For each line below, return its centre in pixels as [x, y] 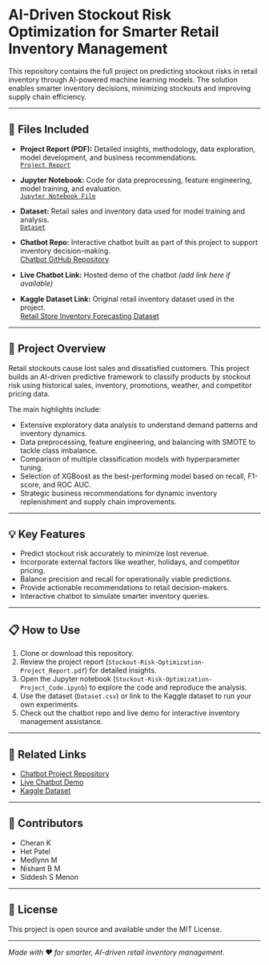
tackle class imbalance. [58, 450]
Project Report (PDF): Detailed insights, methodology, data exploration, [138, 149]
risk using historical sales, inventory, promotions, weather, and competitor [130, 385]
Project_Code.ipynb [52, 688]
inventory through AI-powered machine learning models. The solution [123, 79]
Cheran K [36, 843]
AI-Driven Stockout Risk [90, 15]
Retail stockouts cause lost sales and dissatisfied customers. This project [129, 368]
